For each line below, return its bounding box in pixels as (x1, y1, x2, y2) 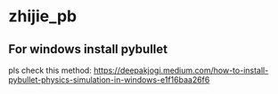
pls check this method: (8, 65, 93, 75)
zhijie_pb (8, 6, 78, 27)
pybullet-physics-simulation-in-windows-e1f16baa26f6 (8, 74, 210, 85)
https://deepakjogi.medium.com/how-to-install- (94, 65, 269, 75)
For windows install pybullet (8, 42, 168, 57)
